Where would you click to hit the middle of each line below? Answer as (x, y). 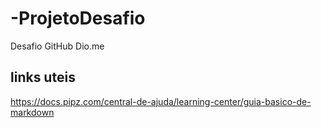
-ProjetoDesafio (78, 18)
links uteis (43, 77)
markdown (32, 112)
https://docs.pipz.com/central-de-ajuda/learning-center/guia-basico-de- (161, 101)
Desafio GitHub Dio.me (57, 46)
